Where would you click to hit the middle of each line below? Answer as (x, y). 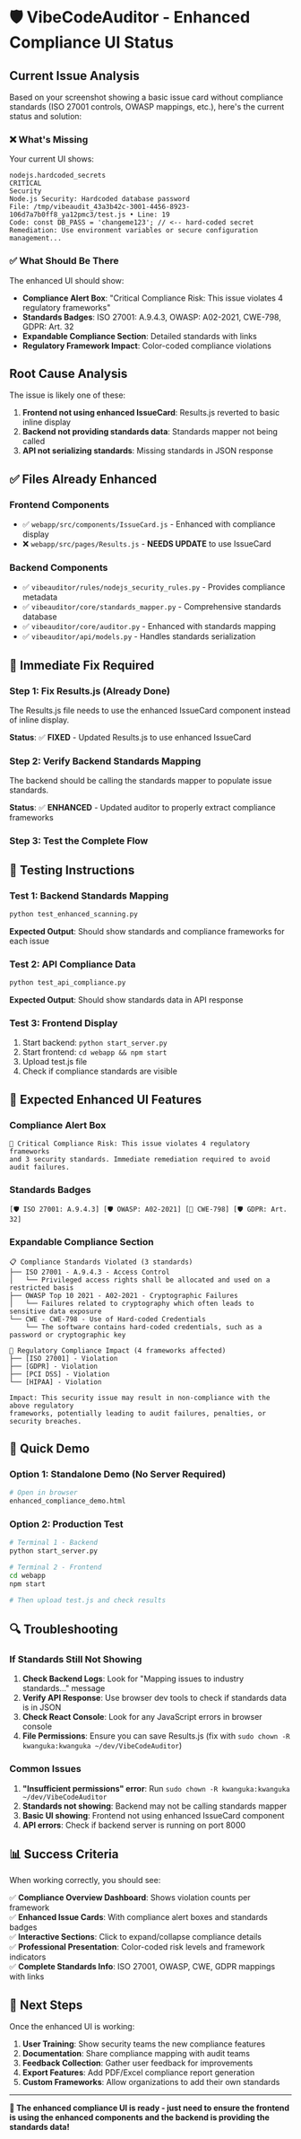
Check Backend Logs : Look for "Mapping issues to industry (133, 1679)
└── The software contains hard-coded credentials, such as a (144, 1327)
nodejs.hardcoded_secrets (57, 176)
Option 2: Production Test (66, 1524)
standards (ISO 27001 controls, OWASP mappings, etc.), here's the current (147, 107)
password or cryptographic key (68, 1335)
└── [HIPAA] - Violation (56, 1382)
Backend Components (59, 568)
